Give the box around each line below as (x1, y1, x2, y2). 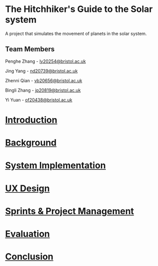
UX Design (5, 183, 50, 194)
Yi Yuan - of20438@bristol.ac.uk (5, 97, 73, 103)
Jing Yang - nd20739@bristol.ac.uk (5, 68, 78, 74)
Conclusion (5, 251, 54, 263)
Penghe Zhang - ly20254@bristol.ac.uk (5, 58, 86, 64)
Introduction (5, 114, 58, 126)
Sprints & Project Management (5, 205, 134, 217)
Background (5, 137, 57, 148)
